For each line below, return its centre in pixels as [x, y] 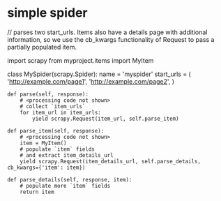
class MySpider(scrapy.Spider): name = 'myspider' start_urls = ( [99, 74]
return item [37, 192]
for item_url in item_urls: [60, 112]
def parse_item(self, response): [56, 131]
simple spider [48, 13]
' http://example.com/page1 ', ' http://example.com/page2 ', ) [91, 81]
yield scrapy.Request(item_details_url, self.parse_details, [110, 161]
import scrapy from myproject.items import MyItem [81, 60]
